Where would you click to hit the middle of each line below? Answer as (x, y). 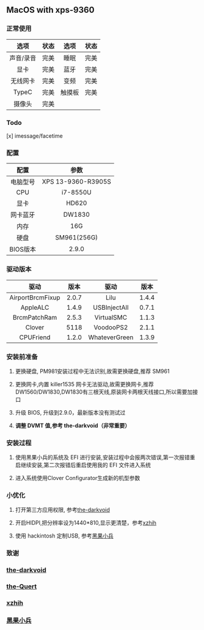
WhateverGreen (111, 337)
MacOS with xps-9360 (50, 10)
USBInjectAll (111, 307)
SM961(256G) (76, 238)
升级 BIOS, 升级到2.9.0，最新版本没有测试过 (70, 412)
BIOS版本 (23, 249)
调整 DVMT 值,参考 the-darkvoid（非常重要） (73, 426)
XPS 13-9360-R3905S (77, 182)
